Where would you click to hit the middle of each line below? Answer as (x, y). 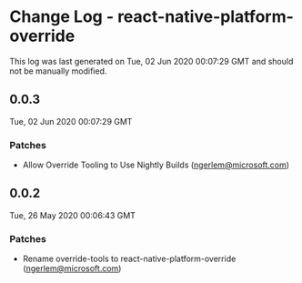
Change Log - (62, 17)
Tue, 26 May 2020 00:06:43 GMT (73, 215)
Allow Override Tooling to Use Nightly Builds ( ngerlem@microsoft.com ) (156, 165)
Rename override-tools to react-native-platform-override (129, 259)
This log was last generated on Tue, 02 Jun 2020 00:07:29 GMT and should (151, 61)
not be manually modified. (58, 71)
